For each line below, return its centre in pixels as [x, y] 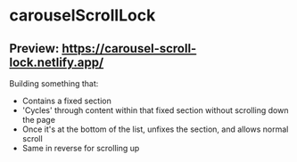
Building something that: [54, 84]
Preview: [34, 49]
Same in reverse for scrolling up [81, 148]
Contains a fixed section [66, 101]
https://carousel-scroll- [129, 49]
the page [39, 120]
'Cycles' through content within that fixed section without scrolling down [155, 110]
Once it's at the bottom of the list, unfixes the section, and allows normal [155, 129]
